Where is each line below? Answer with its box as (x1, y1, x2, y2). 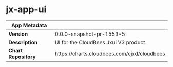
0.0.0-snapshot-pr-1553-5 (55, 30, 125, 38)
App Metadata (11, 22, 47, 29)
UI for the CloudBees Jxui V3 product (55, 39, 145, 46)
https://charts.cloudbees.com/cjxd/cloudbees (55, 50, 165, 57)
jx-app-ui (6, 4, 47, 15)
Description (8, 39, 38, 46)
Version (8, 30, 28, 38)
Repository (8, 53, 36, 60)
